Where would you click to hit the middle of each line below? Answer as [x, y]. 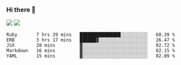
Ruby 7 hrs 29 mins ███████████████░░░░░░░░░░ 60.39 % [90, 35]
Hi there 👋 [21, 10]
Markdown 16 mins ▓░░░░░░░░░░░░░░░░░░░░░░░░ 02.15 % [90, 51]
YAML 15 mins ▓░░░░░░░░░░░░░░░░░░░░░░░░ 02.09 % [90, 56]
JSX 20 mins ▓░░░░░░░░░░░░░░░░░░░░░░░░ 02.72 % [90, 46]
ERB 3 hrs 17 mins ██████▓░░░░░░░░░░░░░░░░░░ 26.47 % [90, 40]
